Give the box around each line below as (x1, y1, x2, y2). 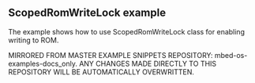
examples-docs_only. (8, 59, 77, 68)
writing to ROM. (8, 35, 59, 45)
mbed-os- (214, 50, 248, 60)
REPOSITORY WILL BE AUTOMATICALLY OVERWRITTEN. (8, 67, 195, 77)
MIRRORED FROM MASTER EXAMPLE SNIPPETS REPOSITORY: (8, 50, 213, 60)
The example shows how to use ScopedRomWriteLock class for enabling (8, 27, 245, 36)
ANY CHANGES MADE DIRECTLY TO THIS (78, 59, 217, 68)
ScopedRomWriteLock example (8, 6, 167, 20)
